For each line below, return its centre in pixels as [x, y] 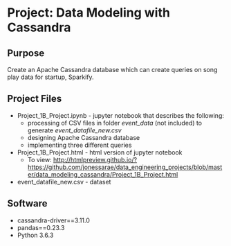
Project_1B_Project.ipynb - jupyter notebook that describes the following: [121, 115]
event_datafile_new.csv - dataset [64, 182]
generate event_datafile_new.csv [75, 130]
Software [27, 203]
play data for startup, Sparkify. [51, 77]
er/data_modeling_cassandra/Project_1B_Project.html [103, 174]
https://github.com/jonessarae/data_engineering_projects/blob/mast [125, 167]
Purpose [26, 53]
